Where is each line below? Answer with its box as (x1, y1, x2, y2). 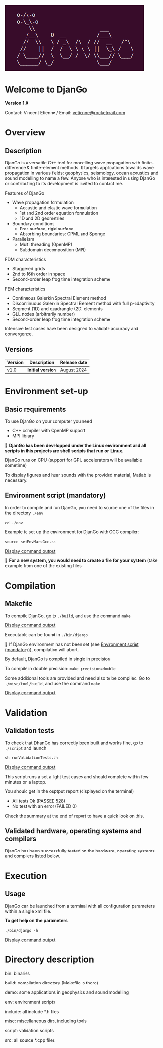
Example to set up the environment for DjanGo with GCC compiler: (5, 529, 139, 535)
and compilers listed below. (5, 853, 60, 859)
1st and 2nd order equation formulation (19, 210, 99, 216)
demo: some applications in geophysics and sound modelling (5, 989, 129, 995)
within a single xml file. (5, 908, 52, 914)
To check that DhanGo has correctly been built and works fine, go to (5, 740, 144, 746)
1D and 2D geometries (19, 215, 65, 221)
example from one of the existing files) (5, 562, 83, 568)
